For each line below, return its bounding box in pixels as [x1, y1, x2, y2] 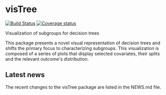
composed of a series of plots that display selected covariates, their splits [5, 51, 160, 57]
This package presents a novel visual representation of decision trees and [5, 39, 160, 46]
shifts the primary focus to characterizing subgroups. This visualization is [5, 45, 159, 51]
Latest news [5, 71, 45, 79]
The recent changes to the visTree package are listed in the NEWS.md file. [5, 84, 161, 90]
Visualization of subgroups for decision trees [5, 30, 99, 36]
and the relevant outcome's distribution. [5, 56, 89, 62]
